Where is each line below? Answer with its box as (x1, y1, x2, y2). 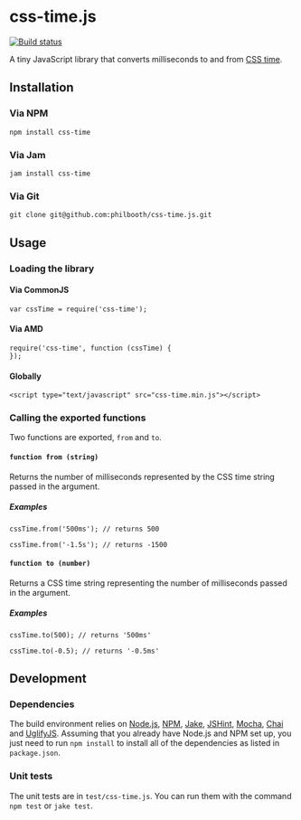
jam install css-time (9, 169, 91, 178)
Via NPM (9, 107, 49, 119)
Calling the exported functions (9, 411, 146, 424)
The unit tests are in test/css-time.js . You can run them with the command (9, 790, 292, 801)
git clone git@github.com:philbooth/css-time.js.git (9, 211, 212, 220)
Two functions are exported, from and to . (9, 432, 163, 443)
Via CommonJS (9, 285, 70, 296)
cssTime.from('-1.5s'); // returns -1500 (9, 540, 168, 549)
